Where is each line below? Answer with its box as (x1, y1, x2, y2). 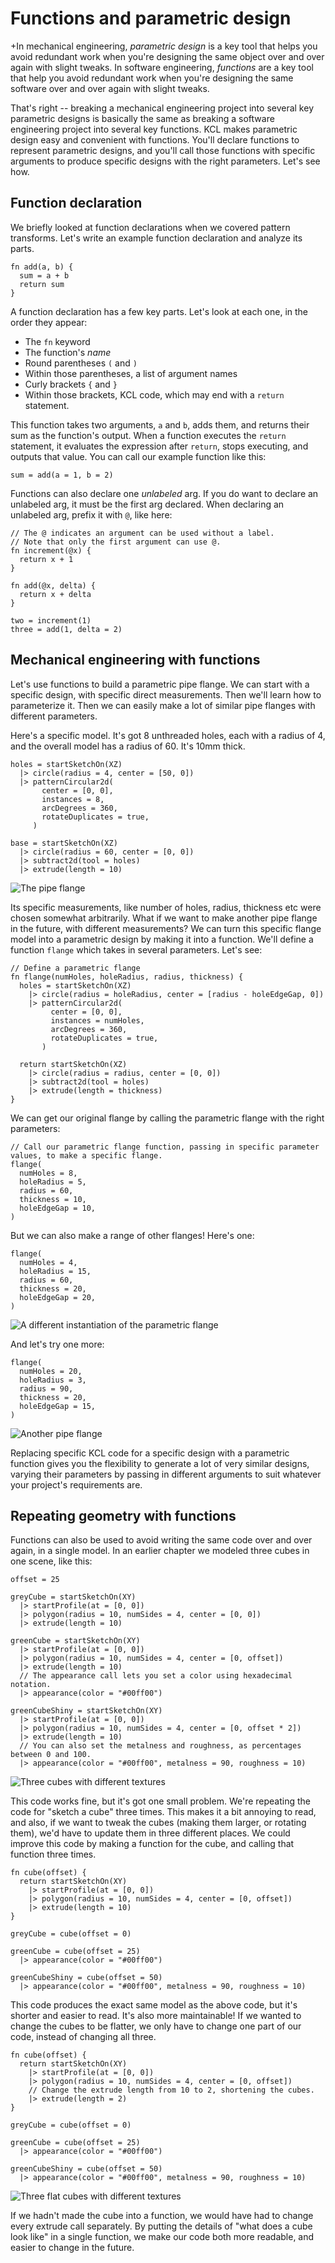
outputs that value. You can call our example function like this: (10, 450, 267, 462)
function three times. (10, 1848, 97, 1861)
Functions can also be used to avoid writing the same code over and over (10, 1534, 313, 1546)
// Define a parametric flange (10, 963, 141, 973)
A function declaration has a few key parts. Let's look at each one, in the (10, 305, 309, 317)
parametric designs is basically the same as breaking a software (10, 112, 275, 124)
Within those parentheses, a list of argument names (24, 367, 238, 379)
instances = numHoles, (50, 1015, 145, 1026)
